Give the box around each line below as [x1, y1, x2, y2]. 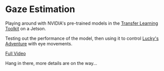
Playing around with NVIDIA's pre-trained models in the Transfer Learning [5, 20, 158, 26]
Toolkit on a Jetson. [5, 25, 46, 31]
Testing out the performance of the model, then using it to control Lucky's [5, 35, 159, 41]
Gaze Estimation [5, 4, 75, 15]
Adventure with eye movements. [5, 40, 73, 46]
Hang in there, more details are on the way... [5, 60, 97, 66]
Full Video [5, 50, 26, 56]
